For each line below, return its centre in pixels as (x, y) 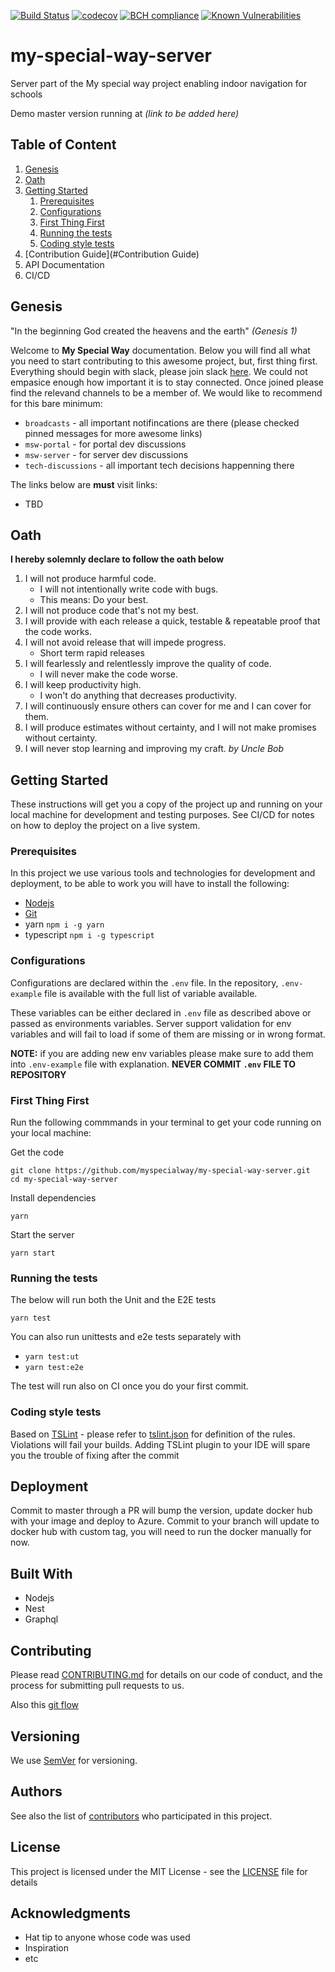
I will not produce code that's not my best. (111, 611)
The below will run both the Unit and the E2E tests (113, 1300)
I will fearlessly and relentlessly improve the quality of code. (148, 664)
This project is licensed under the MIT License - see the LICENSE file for (159, 1871)
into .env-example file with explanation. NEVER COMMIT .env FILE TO (153, 1064)
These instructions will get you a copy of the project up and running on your (166, 804)
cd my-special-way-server (64, 1180)
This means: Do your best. (94, 600)
